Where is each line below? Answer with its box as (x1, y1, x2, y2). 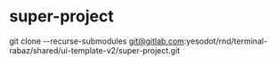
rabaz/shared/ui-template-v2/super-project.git (9, 45, 181, 55)
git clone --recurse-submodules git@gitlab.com (9, 36, 185, 46)
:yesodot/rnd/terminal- (183, 36, 268, 46)
